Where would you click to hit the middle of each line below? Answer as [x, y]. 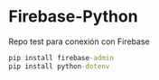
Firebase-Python [73, 17]
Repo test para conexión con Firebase [79, 41]
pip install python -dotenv [59, 66]
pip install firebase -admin [61, 58]
